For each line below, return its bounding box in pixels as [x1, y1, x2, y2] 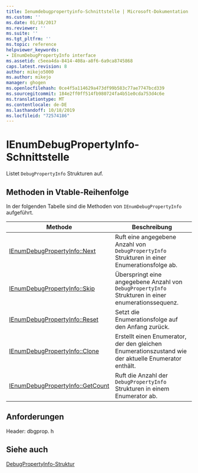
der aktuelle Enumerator [114, 355, 181, 362]
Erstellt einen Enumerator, [114, 332, 187, 340]
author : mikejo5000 [6, 69, 54, 75]
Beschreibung [131, 223, 173, 231]
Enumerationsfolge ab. [114, 261, 178, 269]
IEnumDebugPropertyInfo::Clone [9, 347, 99, 355]
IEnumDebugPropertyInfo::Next [9, 247, 96, 255]
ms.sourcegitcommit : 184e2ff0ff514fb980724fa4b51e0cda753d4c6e [6, 91, 165, 97]
